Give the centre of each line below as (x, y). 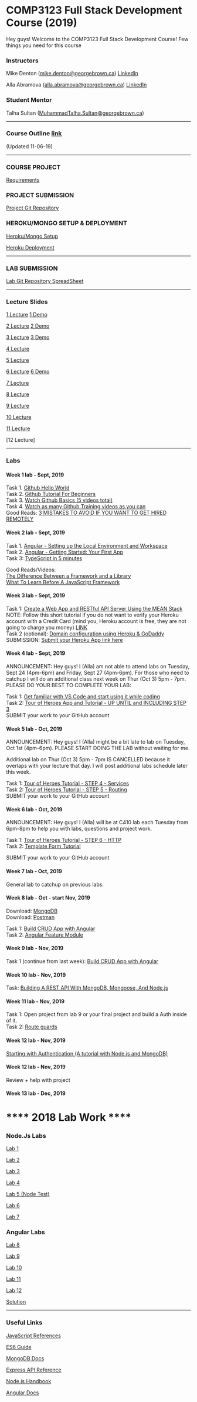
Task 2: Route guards (32, 1027)
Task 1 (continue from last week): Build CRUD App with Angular (82, 961)
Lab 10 (14, 1268)
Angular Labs (26, 1232)
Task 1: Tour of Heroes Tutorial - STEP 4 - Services (67, 784)
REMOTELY (20, 519)
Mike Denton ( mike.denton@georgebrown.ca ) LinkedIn (72, 74)
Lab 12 (14, 1291)
